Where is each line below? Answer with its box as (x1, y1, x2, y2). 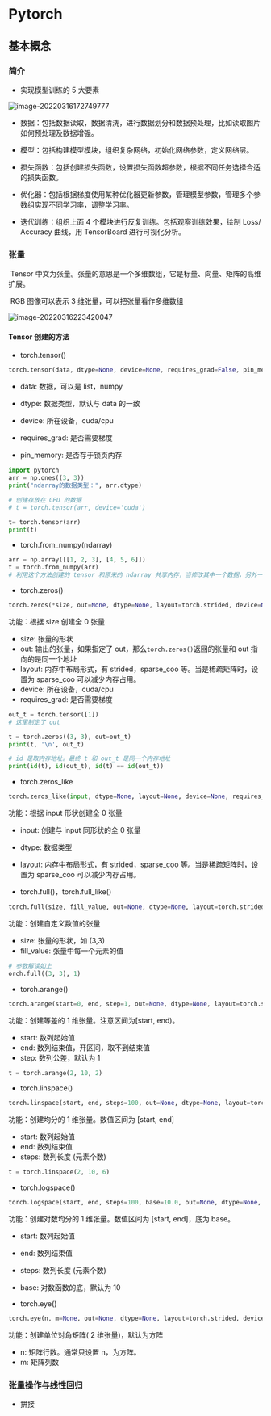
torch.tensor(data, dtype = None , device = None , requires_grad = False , (8, 366, 240, 374)
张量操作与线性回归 (8, 1379, 83, 1390)
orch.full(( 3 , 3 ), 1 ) (8, 969, 81, 977)
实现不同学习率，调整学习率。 (34, 200, 134, 209)
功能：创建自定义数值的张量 (8, 918, 101, 928)
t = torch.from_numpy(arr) (8, 563, 99, 572)
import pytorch (8, 466, 60, 475)
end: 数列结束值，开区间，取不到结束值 (19, 1043, 151, 1053)
